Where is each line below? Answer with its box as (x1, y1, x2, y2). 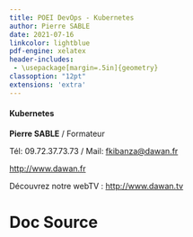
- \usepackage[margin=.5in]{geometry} (13, 64, 159, 73)
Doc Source (9, 213, 99, 232)
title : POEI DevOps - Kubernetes (9, 13, 135, 23)
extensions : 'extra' (9, 80, 87, 89)
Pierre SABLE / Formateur (9, 128, 105, 139)
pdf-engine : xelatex (9, 47, 87, 56)
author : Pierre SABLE (9, 22, 91, 31)
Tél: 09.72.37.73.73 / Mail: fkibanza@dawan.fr (9, 145, 179, 156)
